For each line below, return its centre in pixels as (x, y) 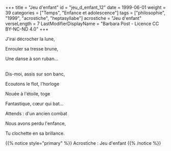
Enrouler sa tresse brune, (32, 49)
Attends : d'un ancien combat (36, 114)
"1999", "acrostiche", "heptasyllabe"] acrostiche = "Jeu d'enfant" (74, 18)
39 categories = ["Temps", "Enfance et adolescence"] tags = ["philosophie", (86, 13)
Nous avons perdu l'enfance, (36, 123)
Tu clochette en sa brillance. (35, 133)
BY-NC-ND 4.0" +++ (27, 29)
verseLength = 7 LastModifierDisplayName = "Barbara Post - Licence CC (82, 23)
